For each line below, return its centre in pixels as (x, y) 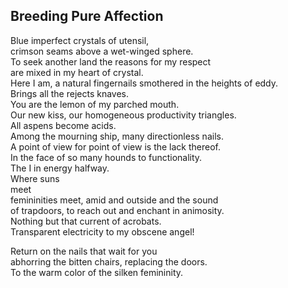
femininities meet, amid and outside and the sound (114, 200)
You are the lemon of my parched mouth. (95, 104)
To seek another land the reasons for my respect (111, 61)
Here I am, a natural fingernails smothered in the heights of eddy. (144, 83)
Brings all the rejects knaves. (69, 93)
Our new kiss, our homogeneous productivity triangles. (123, 115)
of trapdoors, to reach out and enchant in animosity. (117, 210)
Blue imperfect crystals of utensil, (80, 40)
